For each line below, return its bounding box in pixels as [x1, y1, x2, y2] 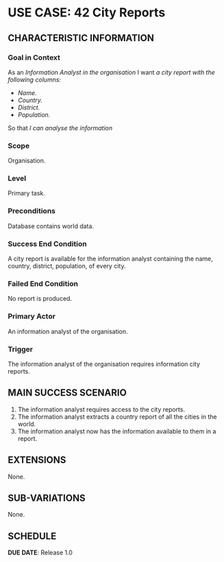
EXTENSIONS [8, 454, 66, 466]
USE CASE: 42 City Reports [8, 5, 166, 21]
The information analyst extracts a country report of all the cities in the [17, 413, 218, 421]
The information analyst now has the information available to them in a [17, 427, 216, 435]
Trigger [8, 344, 34, 354]
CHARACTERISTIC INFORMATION [8, 32, 155, 44]
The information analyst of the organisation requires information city [8, 360, 201, 368]
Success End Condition [8, 239, 88, 248]
